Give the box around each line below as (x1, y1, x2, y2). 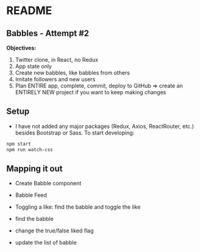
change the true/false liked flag (15, 227, 94, 234)
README (6, 4, 52, 18)
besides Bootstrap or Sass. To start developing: (15, 129, 135, 136)
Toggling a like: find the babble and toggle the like (15, 203, 141, 211)
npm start (6, 141, 32, 147)
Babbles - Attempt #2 (6, 28, 90, 39)
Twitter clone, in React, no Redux (15, 56, 99, 63)
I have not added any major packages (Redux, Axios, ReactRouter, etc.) (15, 122, 194, 130)
